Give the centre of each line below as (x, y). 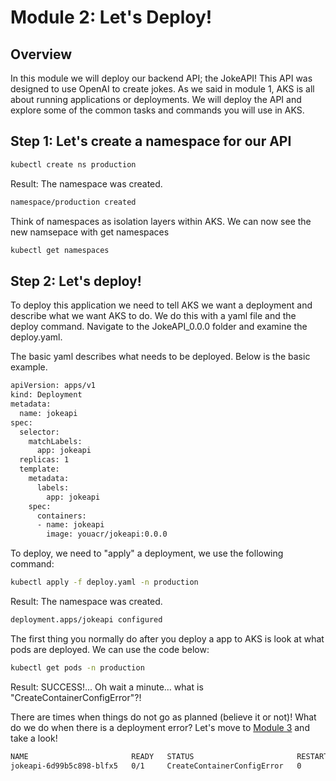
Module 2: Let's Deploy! (111, 17)
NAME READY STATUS (102, 756)
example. (29, 367)
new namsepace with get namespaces (90, 232)
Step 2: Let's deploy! (76, 281)
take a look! (34, 738)
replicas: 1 (44, 460)
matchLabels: (55, 441)
